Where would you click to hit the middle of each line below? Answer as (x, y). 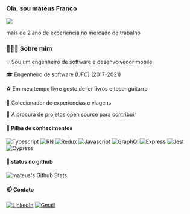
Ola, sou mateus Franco (42, 8)
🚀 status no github (30, 162)
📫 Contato (20, 189)
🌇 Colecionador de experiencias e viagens (59, 102)
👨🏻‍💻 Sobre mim (29, 48)
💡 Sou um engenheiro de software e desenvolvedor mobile (79, 62)
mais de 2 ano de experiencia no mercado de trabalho (73, 33)
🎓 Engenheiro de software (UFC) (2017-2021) (64, 74)
